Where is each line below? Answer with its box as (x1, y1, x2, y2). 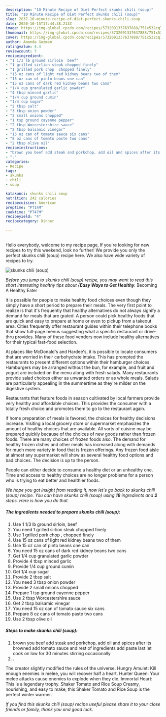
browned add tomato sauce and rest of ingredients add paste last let (12, 645, 152, 651)
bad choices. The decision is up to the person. (5, 458, 100, 463)
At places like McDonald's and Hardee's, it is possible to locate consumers (5, 349, 157, 355)
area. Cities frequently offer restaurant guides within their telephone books (5, 323, 157, 329)
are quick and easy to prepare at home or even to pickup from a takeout (5, 318, 152, 324)
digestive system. (5, 386, 41, 391)
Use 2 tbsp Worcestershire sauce (12, 595, 81, 601)
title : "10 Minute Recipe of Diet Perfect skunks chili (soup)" (5, 12, 140, 17)
